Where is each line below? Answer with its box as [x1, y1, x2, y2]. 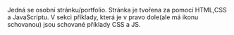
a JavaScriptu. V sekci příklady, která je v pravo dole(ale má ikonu [7, 13, 199, 21]
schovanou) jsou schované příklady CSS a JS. [7, 21, 141, 28]
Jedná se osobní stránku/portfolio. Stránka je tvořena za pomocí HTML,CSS [7, 6, 227, 14]
